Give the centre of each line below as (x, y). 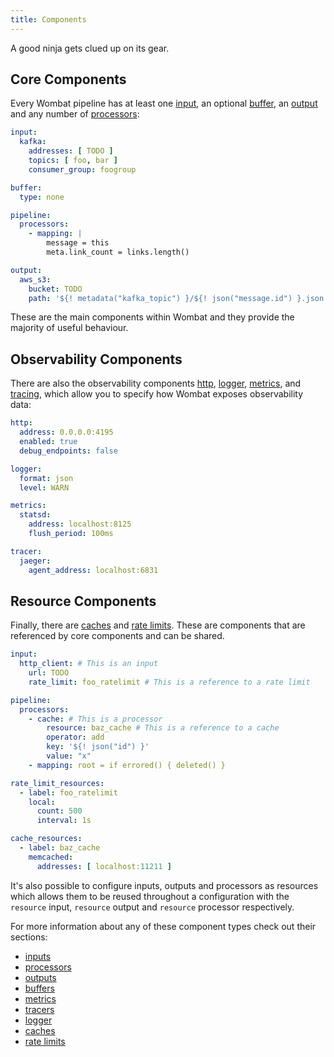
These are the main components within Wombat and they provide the (152, 317)
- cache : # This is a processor (95, 719)
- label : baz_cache (60, 848)
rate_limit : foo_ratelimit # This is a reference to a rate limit (169, 682)
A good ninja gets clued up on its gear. (90, 48)
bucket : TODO (55, 289)
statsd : (35, 515)
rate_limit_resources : (57, 783)
